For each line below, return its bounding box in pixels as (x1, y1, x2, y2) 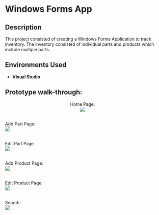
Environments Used (5, 61, 67, 69)
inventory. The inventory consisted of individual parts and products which (5, 41, 154, 47)
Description (5, 23, 42, 31)
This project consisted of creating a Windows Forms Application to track (5, 36, 151, 42)
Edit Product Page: (5, 180, 43, 185)
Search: (5, 199, 21, 205)
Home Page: (70, 101, 95, 107)
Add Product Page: (5, 160, 44, 166)
